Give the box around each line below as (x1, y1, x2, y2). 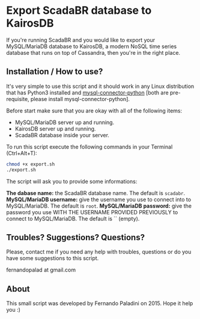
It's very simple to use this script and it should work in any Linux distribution (6, 82, 195, 90)
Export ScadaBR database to (6, 4, 152, 17)
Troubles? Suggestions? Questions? (6, 232, 145, 243)
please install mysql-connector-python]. (30, 95, 130, 102)
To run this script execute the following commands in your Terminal (6, 143, 173, 150)
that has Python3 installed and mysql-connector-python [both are (6, 88, 169, 96)
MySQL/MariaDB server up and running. (14, 119, 115, 126)
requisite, (6, 95, 29, 102)
